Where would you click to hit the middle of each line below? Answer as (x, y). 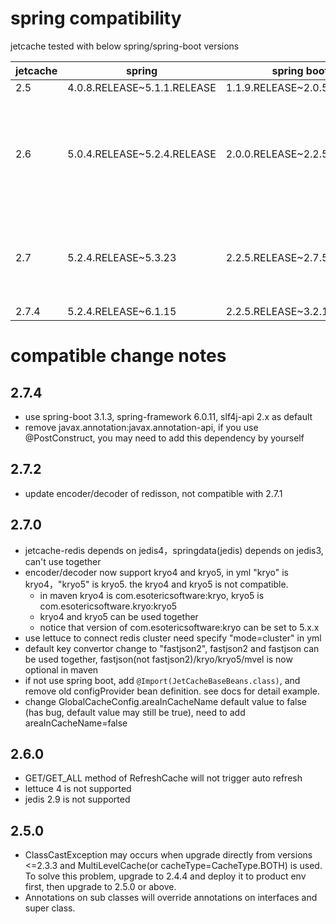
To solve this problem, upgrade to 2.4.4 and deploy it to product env (165, 876)
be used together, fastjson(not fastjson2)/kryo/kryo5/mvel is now (158, 659)
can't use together (63, 561)
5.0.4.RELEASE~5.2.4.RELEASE (142, 154)
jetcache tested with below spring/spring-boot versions (125, 46)
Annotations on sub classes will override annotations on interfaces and (171, 898)
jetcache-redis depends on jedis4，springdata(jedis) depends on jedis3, (174, 550)
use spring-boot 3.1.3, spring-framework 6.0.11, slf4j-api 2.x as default (168, 416)
